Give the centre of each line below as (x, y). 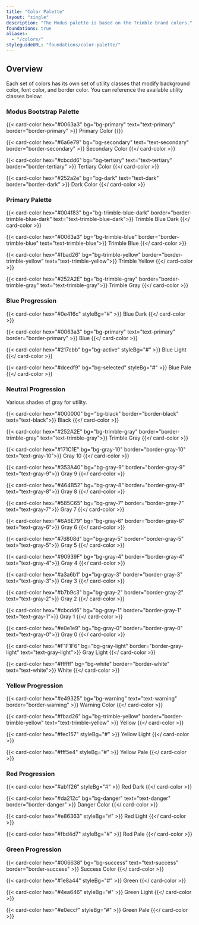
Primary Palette (29, 200)
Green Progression (34, 849)
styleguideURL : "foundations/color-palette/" (63, 45)
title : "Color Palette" (36, 12)
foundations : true (29, 28)
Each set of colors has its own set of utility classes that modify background (98, 83)
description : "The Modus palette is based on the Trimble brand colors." (99, 23)
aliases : (17, 34)
